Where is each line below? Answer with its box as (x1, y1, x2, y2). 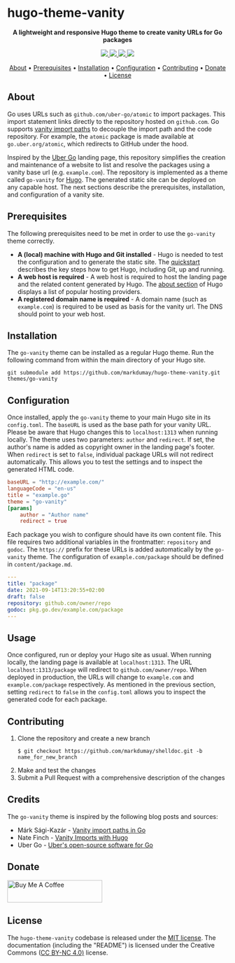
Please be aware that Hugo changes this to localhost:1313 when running (7, 428, 218, 437)
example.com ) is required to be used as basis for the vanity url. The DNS (17, 302, 223, 311)
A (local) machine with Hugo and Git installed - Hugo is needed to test (17, 250, 224, 258)
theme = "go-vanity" (7, 498, 68, 505)
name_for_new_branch (17, 754, 78, 761)
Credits (7, 794, 41, 806)
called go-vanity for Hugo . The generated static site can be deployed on (7, 175, 216, 183)
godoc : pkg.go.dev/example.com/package (7, 606, 124, 613)
